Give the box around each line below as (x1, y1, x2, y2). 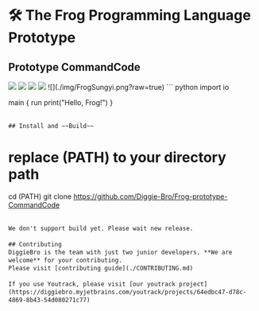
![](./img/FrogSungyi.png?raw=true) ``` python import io (47, 83, 230, 91)
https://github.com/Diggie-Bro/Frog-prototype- (73, 192, 228, 201)
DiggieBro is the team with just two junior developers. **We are (8, 248, 233, 256)
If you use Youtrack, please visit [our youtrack (8, 280, 176, 288)
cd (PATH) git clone (8, 192, 72, 201)
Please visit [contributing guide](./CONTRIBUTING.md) (8, 264, 194, 272)
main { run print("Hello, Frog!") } (8, 98, 114, 107)
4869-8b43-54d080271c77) (8, 296, 91, 304)
